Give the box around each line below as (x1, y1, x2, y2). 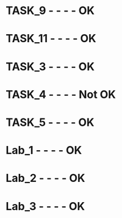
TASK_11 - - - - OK (5, 32, 96, 46)
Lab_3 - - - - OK (5, 199, 85, 213)
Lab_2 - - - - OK (5, 172, 85, 185)
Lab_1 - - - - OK (5, 144, 82, 158)
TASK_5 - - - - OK (5, 115, 95, 129)
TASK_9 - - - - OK (5, 4, 95, 18)
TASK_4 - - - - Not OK (5, 87, 117, 101)
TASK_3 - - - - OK (5, 59, 95, 73)
